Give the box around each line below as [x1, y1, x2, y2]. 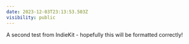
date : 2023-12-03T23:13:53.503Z [6, 8, 88, 15]
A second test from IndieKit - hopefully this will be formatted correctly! [6, 31, 184, 38]
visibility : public [6, 14, 56, 20]
